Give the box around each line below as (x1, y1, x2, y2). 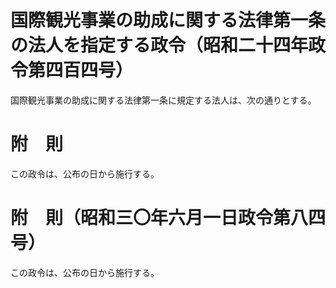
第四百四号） (28, 59, 134, 82)
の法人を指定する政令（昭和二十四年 (10, 34, 309, 57)
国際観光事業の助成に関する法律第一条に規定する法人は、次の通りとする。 (10, 94, 317, 106)
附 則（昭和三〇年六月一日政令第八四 (10, 207, 327, 230)
